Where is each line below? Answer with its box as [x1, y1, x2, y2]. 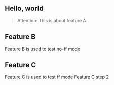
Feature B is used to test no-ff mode [5, 46, 81, 52]
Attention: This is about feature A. [17, 17, 88, 23]
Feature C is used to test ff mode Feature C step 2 [5, 74, 109, 80]
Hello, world [5, 4, 44, 13]
